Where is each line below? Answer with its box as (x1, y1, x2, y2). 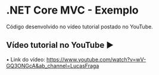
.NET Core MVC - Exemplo (6, 4, 139, 17)
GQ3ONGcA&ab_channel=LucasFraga (6, 62, 99, 69)
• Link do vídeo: (6, 56, 46, 63)
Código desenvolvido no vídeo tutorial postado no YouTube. (6, 23, 153, 30)
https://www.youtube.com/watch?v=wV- (46, 56, 146, 63)
